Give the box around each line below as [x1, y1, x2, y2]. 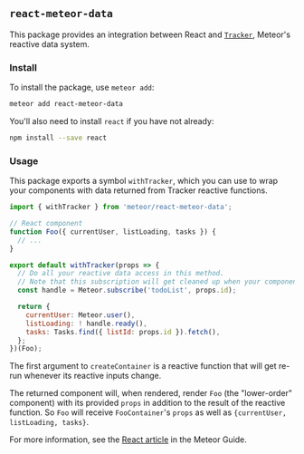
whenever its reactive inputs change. [24, 371, 162, 382]
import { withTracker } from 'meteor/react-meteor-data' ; [9, 203, 233, 212]
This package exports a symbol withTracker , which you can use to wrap [9, 176, 279, 187]
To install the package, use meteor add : [9, 82, 155, 93]
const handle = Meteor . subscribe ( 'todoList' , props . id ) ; [17, 285, 237, 295]
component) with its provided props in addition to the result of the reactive [9, 398, 286, 409]
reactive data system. [9, 38, 90, 49]
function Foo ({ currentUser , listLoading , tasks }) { [9, 227, 217, 237]
